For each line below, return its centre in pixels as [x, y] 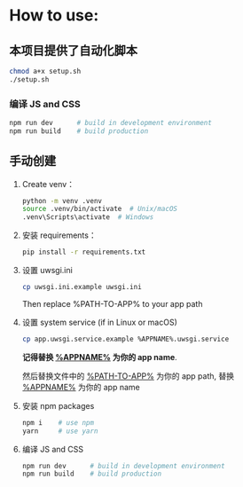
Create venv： [48, 184]
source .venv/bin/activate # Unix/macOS [99, 209]
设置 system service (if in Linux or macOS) [99, 322]
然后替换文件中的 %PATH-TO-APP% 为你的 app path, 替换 [128, 376]
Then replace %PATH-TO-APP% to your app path [112, 303]
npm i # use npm [58, 422]
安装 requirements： [59, 235]
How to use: [54, 16]
